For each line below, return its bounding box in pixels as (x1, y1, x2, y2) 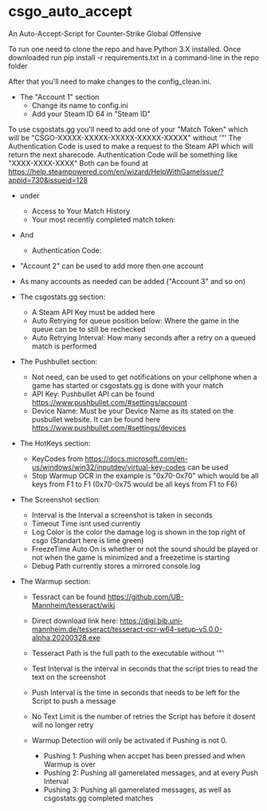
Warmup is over (43, 759, 96, 769)
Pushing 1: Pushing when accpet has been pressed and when (43, 750, 245, 760)
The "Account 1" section (19, 92, 100, 101)
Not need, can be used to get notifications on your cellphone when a (31, 372, 257, 381)
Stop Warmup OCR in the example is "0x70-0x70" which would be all (31, 470, 259, 480)
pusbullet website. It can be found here (31, 414, 161, 424)
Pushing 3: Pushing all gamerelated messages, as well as (43, 785, 231, 794)
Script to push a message (31, 696, 116, 706)
